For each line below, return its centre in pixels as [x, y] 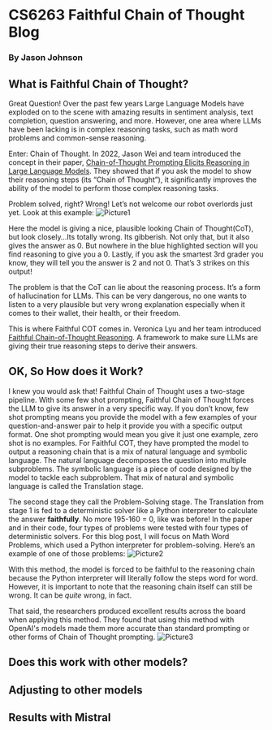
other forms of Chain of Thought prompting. [82, 637]
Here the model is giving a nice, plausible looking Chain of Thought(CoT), [131, 228]
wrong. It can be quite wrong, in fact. [70, 595]
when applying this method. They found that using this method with [121, 620]
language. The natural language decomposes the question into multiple [127, 460]
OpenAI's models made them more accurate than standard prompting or [129, 628]
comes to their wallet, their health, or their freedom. [95, 313]
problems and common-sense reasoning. [78, 138]
